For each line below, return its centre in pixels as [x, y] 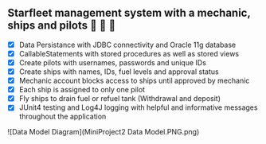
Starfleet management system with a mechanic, [129, 13]
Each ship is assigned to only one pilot [82, 90]
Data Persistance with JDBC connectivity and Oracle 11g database [127, 45]
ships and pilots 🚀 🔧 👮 [62, 26]
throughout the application [63, 117]
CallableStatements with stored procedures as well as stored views [129, 53]
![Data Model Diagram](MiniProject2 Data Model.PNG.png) [104, 132]
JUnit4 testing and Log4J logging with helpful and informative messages [138, 107]
